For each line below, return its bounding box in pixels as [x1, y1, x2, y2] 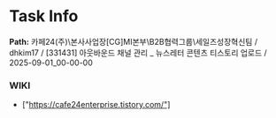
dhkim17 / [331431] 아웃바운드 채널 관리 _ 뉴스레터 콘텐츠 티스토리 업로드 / [9, 47, 267, 58]
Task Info [9, 6, 79, 26]
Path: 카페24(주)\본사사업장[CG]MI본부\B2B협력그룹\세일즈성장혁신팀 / [9, 36, 258, 47]
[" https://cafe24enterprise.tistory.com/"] [21, 100, 171, 110]
